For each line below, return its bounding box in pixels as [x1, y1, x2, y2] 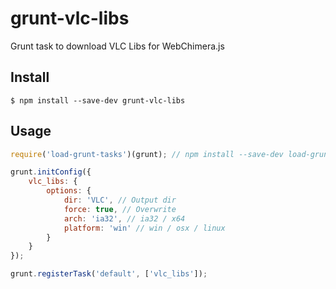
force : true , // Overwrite [63, 204, 177, 214]
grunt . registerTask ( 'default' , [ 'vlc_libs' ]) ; [10, 269, 208, 279]
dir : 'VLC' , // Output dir [63, 195, 177, 206]
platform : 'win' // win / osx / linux [63, 223, 226, 233]
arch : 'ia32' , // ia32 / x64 [63, 213, 186, 224]
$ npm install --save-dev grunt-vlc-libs [10, 95, 186, 106]
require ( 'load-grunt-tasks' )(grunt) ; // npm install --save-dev [10, 149, 284, 159]
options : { [46, 186, 92, 196]
